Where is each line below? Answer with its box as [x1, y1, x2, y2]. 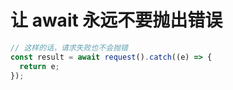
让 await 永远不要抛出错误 [10, 9, 223, 32]
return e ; [19, 61, 60, 71]
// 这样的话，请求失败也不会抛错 [10, 42, 128, 53]
